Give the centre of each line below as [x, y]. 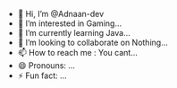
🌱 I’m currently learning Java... [74, 33]
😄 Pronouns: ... [46, 66]
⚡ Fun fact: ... [42, 75]
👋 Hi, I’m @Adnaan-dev [61, 14]
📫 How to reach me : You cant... [78, 53]
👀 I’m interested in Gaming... [70, 23]
